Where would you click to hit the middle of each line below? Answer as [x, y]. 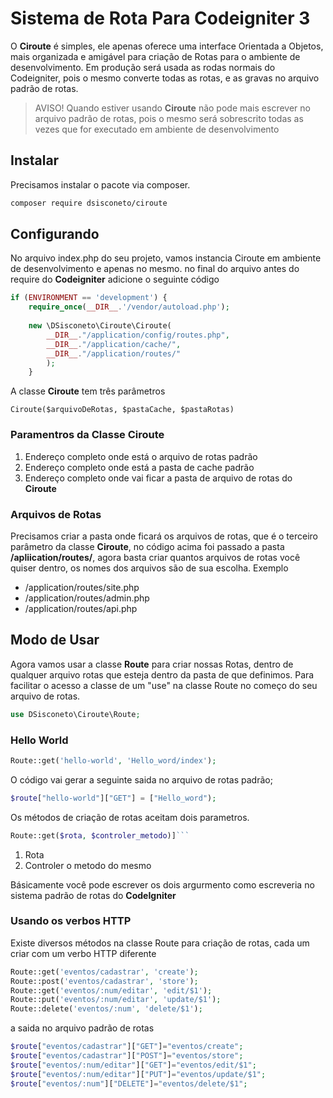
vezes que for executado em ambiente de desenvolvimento [157, 129]
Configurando [55, 234]
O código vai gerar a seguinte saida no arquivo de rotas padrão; [141, 779]
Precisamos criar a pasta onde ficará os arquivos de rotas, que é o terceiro [164, 536]
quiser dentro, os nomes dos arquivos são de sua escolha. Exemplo [149, 568]
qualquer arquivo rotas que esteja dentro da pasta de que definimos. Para [162, 674]
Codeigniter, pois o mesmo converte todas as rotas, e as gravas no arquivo [165, 78]
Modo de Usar [55, 640]
